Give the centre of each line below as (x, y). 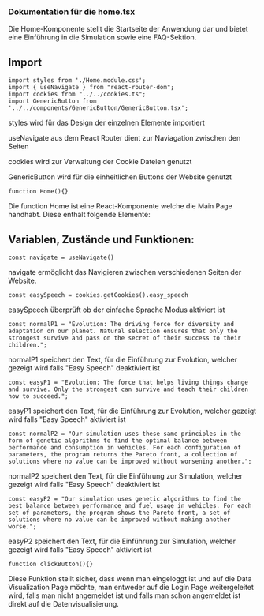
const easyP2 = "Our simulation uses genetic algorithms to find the (125, 499)
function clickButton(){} (50, 564)
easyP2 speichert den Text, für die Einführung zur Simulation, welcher (122, 541)
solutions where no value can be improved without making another (119, 520)
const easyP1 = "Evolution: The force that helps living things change (128, 382)
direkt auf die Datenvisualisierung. (64, 603)
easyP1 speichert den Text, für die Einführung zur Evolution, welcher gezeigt (132, 411)
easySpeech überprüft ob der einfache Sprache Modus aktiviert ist (117, 310)
